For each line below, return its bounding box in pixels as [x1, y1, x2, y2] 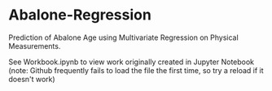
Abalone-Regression [8, 6, 152, 24]
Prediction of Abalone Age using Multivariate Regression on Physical [8, 32, 239, 42]
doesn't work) [8, 74, 55, 84]
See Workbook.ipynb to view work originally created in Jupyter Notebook [8, 57, 255, 67]
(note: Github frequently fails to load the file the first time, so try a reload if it [8, 65, 264, 75]
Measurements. [8, 41, 61, 50]
